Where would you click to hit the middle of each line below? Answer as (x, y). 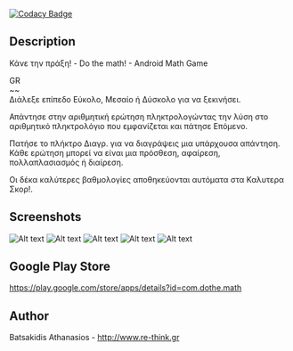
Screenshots (45, 217)
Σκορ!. (21, 189)
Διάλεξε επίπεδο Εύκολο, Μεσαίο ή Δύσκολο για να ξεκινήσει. (125, 99)
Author (29, 316)
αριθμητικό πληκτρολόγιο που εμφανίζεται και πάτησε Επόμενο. (128, 126)
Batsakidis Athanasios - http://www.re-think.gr (94, 338)
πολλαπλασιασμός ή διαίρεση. (66, 162)
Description (42, 41)
